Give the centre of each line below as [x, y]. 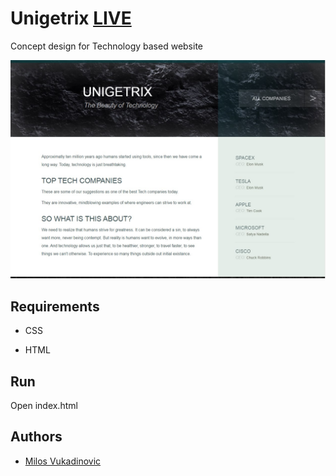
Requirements [55, 306]
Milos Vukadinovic [63, 461]
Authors [36, 437]
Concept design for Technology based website [107, 46]
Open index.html [44, 406]
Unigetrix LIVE [71, 18]
